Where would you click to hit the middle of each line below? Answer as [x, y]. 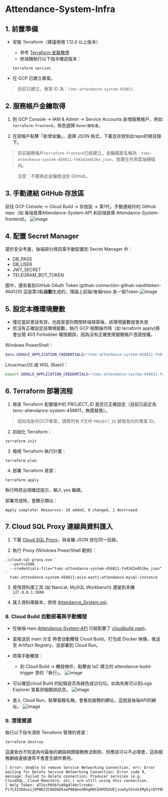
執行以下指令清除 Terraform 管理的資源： [47, 732]
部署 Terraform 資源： [35, 470]
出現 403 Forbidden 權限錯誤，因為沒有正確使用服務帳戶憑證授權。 [86, 334]
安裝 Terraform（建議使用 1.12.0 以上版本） [56, 42]
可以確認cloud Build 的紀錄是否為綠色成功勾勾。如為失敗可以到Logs [82, 683]
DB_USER [22, 264]
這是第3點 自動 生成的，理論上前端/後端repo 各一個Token [81, 292]
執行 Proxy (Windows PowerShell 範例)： [54, 550]
